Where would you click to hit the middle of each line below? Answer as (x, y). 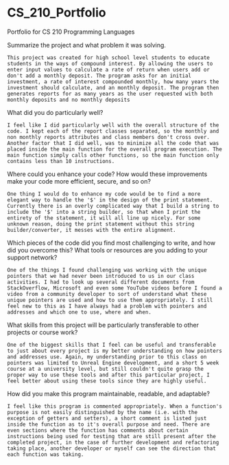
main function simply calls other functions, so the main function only (113, 155)
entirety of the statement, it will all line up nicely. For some (104, 218)
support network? (32, 257)
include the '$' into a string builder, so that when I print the (104, 212)
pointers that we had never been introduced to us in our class (101, 276)
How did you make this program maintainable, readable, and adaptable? (109, 393)
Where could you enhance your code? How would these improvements (107, 174)
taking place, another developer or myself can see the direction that (111, 448)
